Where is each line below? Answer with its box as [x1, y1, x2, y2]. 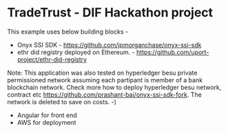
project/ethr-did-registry [17, 55, 87, 63]
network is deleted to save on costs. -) [7, 97, 117, 106]
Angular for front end [17, 111, 77, 119]
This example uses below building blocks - [7, 27, 129, 36]
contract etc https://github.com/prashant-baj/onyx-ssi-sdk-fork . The [7, 90, 202, 99]
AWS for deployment [17, 118, 76, 126]
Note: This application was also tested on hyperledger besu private [7, 69, 198, 77]
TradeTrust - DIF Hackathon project [7, 5, 214, 21]
